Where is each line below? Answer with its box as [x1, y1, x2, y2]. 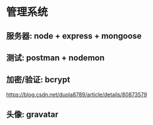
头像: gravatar [6, 110, 59, 120]
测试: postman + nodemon [6, 53, 105, 63]
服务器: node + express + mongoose [6, 31, 142, 41]
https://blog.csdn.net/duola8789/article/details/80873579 [6, 91, 147, 98]
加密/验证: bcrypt [6, 75, 71, 85]
